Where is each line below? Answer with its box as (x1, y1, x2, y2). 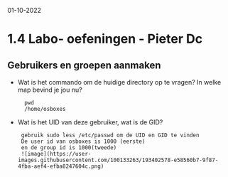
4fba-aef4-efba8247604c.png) (17, 163, 104, 170)
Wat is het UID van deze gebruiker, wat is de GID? (17, 118, 163, 127)
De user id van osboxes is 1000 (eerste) (21, 138, 146, 145)
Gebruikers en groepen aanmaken (7, 59, 161, 71)
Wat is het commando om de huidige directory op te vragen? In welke (17, 78, 222, 86)
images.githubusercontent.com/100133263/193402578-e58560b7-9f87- (17, 156, 219, 163)
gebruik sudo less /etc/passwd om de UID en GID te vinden (21, 132, 200, 139)
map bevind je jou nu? (17, 85, 83, 94)
